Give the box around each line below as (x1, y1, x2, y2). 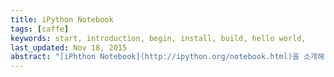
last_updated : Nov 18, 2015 (10, 42, 128, 53)
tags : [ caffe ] (10, 24, 70, 34)
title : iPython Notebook (10, 14, 114, 25)
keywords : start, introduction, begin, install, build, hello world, (10, 33, 307, 43)
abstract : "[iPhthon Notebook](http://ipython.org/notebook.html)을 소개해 (10, 52, 325, 62)
